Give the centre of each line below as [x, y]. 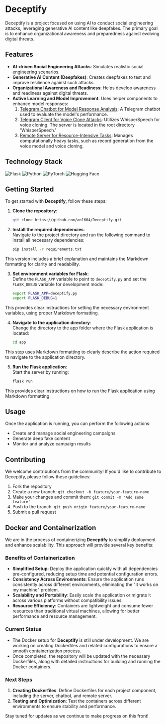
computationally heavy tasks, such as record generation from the [86, 141]
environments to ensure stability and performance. [64, 706]
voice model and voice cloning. [52, 146]
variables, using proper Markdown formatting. [52, 313]
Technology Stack [34, 162]
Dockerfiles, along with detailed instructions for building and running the [86, 661]
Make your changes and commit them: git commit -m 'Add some [78, 497]
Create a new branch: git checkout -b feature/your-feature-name [81, 492]
